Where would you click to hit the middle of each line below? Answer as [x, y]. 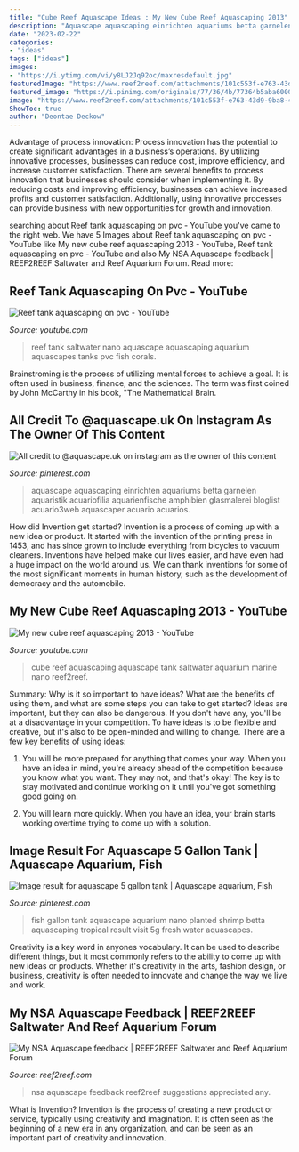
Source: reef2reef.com [50, 1075]
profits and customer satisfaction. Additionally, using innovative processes [145, 199]
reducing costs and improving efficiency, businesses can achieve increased [148, 189]
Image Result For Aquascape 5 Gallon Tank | [134, 850]
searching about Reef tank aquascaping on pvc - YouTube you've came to [145, 226]
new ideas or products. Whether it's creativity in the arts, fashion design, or [148, 966]
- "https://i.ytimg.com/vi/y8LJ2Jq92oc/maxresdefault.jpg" [121, 76]
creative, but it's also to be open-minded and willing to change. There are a [147, 731]
